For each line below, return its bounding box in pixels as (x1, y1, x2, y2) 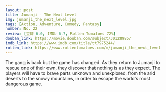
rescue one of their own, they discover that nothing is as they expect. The (5, 65, 161, 71)
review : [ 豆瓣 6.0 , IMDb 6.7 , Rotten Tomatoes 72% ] (5, 31, 116, 36)
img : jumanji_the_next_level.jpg (5, 17, 77, 22)
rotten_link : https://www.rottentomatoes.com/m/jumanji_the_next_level (5, 45, 161, 50)
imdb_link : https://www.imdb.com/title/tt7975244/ (5, 41, 115, 46)
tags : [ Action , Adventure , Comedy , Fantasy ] (5, 21, 102, 27)
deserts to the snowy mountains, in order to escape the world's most (5, 75, 151, 81)
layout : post (5, 7, 33, 13)
